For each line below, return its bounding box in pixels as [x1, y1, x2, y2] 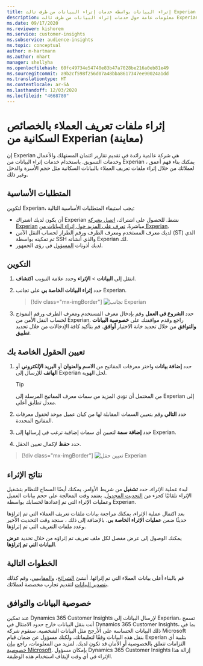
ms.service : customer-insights [7, 31, 86, 37]
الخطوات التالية [7, 558, 58, 568]
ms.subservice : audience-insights [7, 37, 94, 43]
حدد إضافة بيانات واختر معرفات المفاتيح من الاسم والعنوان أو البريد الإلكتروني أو [15, 363, 192, 370]
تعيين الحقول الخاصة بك [7, 347, 85, 357]
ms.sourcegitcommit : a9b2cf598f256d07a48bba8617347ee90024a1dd [7, 71, 169, 77]
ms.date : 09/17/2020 [7, 20, 59, 26]
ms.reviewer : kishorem [7, 25, 64, 32]
